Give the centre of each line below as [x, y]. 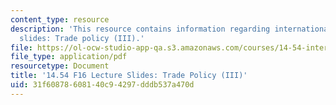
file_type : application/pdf [69, 57]
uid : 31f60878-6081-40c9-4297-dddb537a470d [102, 85]
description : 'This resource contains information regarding [140, 29]
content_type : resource [60, 19]
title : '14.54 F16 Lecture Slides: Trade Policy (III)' [129, 76]
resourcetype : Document [60, 66]
